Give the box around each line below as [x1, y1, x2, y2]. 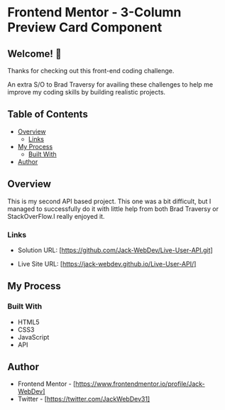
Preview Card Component [7, 19, 163, 36]
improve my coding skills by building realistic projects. [7, 88, 165, 96]
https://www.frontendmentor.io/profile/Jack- [75, 379, 206, 388]
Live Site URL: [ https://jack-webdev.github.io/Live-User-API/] [17, 259, 197, 268]
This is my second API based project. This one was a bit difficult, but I [7, 197, 212, 205]
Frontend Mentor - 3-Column [7, 4, 182, 21]
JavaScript [17, 333, 50, 341]
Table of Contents [7, 108, 89, 121]
